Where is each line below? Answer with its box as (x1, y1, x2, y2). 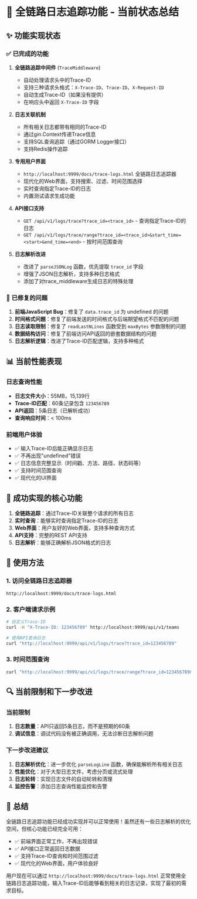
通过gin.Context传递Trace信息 (23, 130, 96, 138)
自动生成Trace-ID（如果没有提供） (23, 91, 107, 98)
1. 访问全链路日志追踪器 (6, 577, 72, 585)
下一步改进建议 (6, 746, 49, 754)
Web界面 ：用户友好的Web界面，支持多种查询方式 (14, 524, 135, 531)
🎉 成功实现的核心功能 (6, 493, 83, 503)
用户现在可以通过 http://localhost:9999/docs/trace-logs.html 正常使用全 (6, 872, 186, 880)
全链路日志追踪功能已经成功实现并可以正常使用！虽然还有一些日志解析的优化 (6, 818, 191, 825)
